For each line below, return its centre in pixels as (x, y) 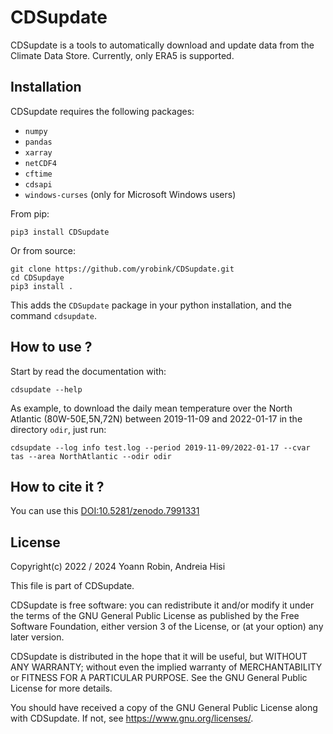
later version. (37, 637)
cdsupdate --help (46, 389)
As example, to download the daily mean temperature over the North (151, 408)
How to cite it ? (57, 486)
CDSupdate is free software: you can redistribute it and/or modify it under (162, 605)
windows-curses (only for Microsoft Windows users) (130, 194)
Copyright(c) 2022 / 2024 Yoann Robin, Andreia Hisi (118, 567)
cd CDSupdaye (37, 277)
